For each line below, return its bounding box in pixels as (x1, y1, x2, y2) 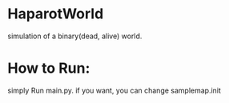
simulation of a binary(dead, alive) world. (7, 31, 143, 41)
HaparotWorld (7, 5, 104, 23)
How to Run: (7, 59, 90, 77)
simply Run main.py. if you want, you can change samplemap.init (7, 85, 222, 95)
